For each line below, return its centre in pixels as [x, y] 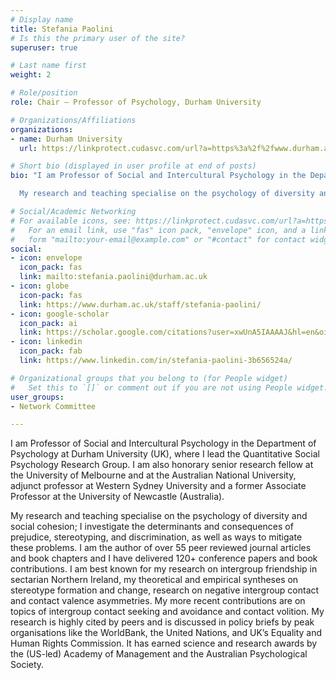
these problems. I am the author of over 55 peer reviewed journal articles [161, 548]
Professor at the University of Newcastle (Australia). [117, 497]
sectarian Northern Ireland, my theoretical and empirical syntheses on [154, 580]
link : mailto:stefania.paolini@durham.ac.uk [113, 277]
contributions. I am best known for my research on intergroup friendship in [164, 569]
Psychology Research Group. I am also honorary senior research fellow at [162, 465]
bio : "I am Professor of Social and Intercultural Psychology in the [158, 176]
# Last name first [48, 66]
